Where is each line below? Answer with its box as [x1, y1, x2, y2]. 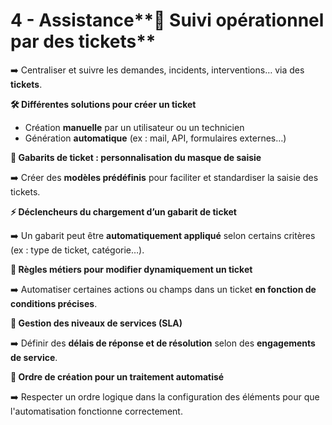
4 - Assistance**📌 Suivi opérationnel [10, 9, 325, 32]
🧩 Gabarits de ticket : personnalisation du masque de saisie [10, 151, 262, 163]
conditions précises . [10, 297, 98, 309]
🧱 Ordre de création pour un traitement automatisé [10, 370, 225, 383]
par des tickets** [10, 30, 157, 53]
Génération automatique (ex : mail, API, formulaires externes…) [24, 132, 287, 144]
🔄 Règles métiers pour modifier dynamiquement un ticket [10, 263, 253, 275]
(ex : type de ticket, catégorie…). [10, 244, 145, 256]
